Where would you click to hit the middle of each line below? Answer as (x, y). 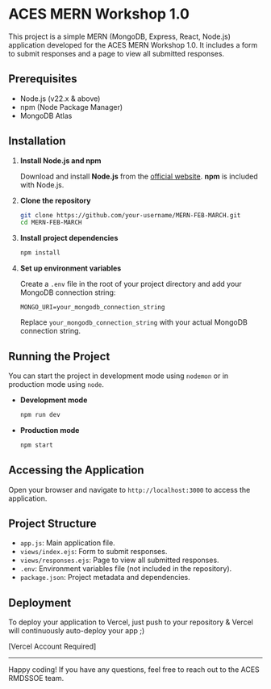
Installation (37, 141)
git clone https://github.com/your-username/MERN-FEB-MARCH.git (130, 215)
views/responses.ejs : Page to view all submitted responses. (119, 560)
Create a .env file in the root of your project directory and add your (131, 284)
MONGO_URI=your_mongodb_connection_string (92, 308)
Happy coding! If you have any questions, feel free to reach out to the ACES (134, 670)
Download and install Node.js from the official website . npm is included (139, 176)
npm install (40, 253)
